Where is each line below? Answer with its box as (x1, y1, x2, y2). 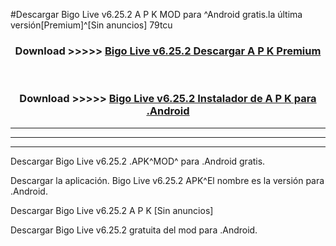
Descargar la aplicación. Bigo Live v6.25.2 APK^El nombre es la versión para (10, 174, 325, 186)
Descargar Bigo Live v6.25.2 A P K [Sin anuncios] (10, 204, 214, 216)
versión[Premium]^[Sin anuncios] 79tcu (10, 19, 173, 31)
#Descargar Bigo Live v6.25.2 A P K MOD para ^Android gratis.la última (10, 9, 303, 20)
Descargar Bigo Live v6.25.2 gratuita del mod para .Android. (10, 224, 258, 236)
